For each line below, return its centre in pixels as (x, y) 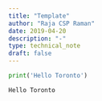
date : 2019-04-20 (37, 31)
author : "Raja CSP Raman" (51, 23)
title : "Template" (39, 16)
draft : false (30, 53)
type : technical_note (45, 46)
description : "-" (37, 38)
